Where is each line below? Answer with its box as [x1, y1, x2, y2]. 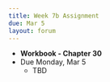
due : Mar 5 [8, 19, 45, 27]
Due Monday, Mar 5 [19, 57, 87, 67]
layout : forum [8, 27, 57, 35]
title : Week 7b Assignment [8, 11, 99, 20]
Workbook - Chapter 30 [19, 49, 103, 59]
